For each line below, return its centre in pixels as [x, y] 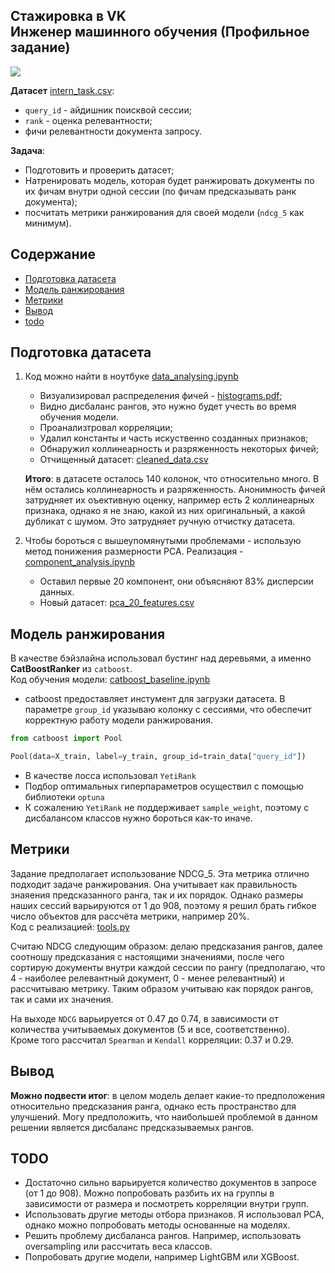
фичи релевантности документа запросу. [113, 131]
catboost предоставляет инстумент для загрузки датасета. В [155, 699]
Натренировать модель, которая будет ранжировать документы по [169, 180]
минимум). [48, 223]
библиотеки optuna [64, 797]
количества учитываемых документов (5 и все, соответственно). [150, 1029]
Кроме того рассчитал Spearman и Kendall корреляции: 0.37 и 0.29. [152, 1040]
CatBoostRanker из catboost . [71, 669]
